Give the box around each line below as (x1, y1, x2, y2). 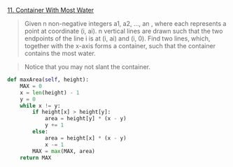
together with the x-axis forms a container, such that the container (24, 42, 216, 50)
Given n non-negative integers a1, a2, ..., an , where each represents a (24, 20, 227, 27)
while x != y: (20, 102, 61, 109)
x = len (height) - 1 (20, 89, 80, 96)
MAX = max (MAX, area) (32, 147, 96, 154)
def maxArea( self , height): (7, 76, 90, 83)
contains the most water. (24, 49, 96, 57)
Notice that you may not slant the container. (24, 63, 150, 71)
